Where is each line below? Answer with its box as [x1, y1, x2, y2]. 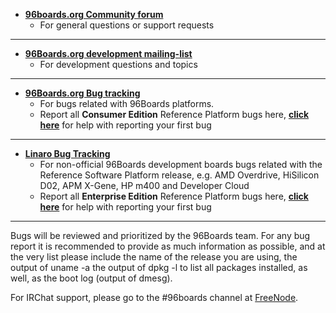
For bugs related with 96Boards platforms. [39, 98, 215, 109]
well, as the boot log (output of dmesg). [10, 272, 173, 284]
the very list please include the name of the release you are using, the [10, 251, 298, 263]
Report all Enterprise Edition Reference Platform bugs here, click [39, 190, 309, 202]
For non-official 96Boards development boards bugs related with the [39, 159, 323, 170]
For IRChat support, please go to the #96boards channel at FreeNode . [10, 292, 299, 303]
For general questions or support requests [39, 19, 215, 31]
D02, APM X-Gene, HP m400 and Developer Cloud [39, 180, 250, 191]
